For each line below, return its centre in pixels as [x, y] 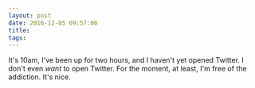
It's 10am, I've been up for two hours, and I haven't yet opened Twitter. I [126, 60]
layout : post [30, 15]
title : [19, 30]
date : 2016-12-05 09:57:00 [53, 23]
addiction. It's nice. [39, 77]
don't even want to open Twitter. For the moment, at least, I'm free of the [127, 69]
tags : [17, 38]
